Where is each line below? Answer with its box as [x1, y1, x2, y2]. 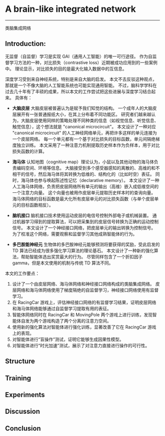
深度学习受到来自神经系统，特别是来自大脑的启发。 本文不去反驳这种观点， [5, 76, 157, 82]
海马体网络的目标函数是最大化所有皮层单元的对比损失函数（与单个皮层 [12, 196, 155, 202]
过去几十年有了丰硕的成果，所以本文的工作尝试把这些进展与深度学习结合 [5, 88, 151, 94]
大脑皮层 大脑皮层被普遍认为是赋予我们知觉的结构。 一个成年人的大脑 [12, 105, 153, 111]
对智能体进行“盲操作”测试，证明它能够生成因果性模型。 [12, 336, 124, 342]
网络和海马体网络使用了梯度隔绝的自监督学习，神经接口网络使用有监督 [16, 287, 159, 293]
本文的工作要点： [5, 270, 40, 276]
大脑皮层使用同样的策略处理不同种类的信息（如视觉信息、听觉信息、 [21, 117, 159, 123]
